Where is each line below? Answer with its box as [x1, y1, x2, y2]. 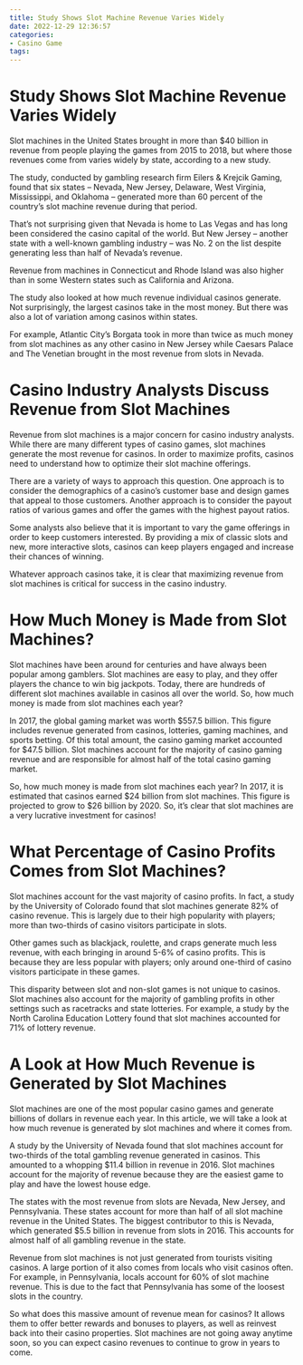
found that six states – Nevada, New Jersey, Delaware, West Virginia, [9, 182, 267, 193]
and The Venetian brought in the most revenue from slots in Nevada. [9, 348, 264, 359]
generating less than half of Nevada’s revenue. [9, 247, 184, 258]
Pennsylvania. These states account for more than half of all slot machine [9, 1205, 283, 1216]
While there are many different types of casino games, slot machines [9, 439, 266, 450]
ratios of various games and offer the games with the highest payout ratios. [9, 505, 290, 515]
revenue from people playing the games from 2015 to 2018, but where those [9, 145, 292, 156]
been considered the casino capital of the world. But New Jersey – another [9, 228, 289, 239]
